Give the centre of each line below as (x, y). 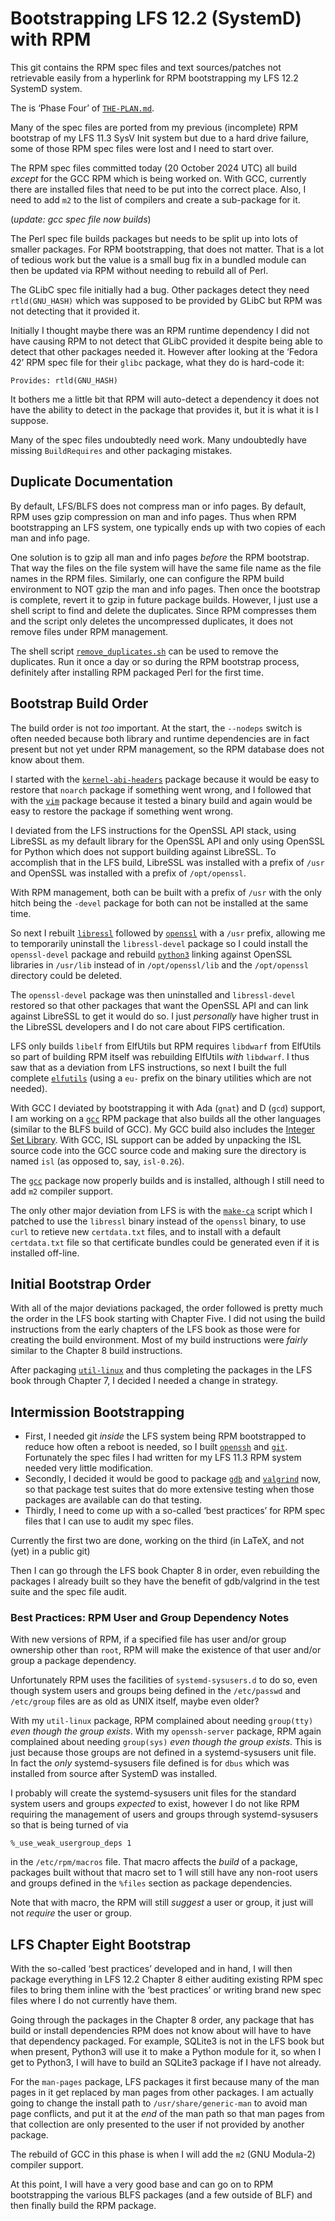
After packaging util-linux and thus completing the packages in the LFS (161, 1370)
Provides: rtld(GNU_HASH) (64, 380)
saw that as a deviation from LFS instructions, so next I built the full (148, 1067)
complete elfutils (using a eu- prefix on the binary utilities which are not (161, 1078)
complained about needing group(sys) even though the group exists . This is (166, 1742)
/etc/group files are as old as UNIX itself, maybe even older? (135, 1701)
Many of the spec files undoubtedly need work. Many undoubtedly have (158, 439)
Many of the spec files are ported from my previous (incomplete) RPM (154, 127)
